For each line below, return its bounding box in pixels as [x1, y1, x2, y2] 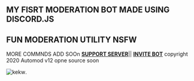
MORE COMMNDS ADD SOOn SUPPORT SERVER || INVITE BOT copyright [6, 50, 188, 58]
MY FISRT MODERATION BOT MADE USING [6, 5, 170, 15]
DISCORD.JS [6, 14, 54, 25]
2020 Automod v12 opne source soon [6, 57, 99, 64]
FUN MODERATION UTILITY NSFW [6, 34, 137, 44]
